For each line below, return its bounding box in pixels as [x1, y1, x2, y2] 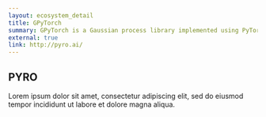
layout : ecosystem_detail [8, 11, 93, 20]
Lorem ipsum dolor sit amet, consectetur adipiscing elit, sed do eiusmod [8, 91, 244, 100]
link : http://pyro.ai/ [8, 41, 83, 49]
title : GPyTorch [8, 19, 62, 27]
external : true [8, 33, 59, 42]
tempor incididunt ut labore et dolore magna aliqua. [8, 100, 176, 109]
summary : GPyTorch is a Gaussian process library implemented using [8, 26, 239, 34]
